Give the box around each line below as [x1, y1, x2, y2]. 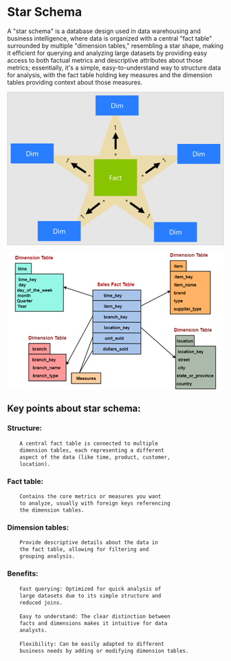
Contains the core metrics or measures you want [19, 493, 162, 500]
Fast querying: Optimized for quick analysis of [19, 585, 162, 592]
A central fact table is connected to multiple [19, 440, 158, 447]
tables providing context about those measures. [7, 78, 143, 86]
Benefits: [7, 569, 39, 578]
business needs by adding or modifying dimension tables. [19, 647, 189, 654]
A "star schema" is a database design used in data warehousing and [7, 27, 201, 35]
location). [19, 461, 51, 468]
